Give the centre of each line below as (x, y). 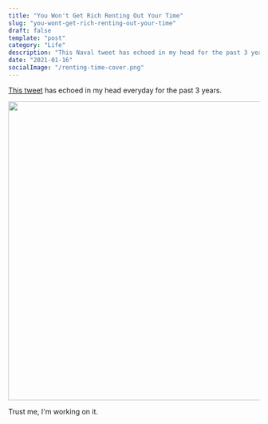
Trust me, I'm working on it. (53, 411)
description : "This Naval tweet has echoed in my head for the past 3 (128, 53)
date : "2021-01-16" (41, 61)
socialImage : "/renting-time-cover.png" (77, 68)
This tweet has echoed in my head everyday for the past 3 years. (115, 90)
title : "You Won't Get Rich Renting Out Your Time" (96, 16)
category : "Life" (37, 45)
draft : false (30, 30)
